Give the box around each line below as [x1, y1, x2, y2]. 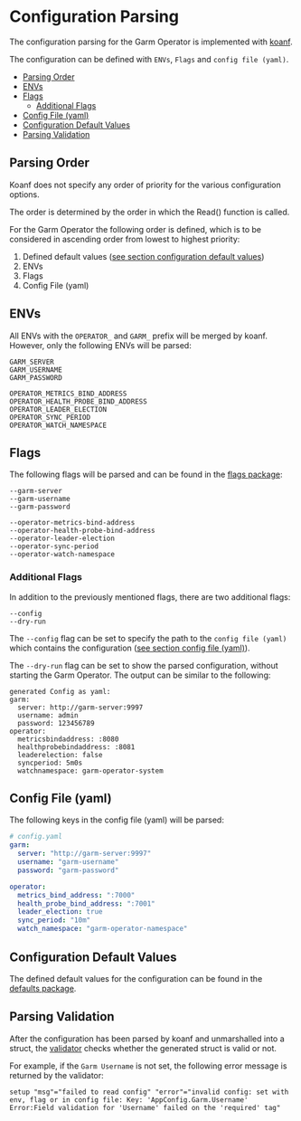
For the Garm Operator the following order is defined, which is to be [9, 223, 262, 234]
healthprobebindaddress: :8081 [17, 742, 136, 752]
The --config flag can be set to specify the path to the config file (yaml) [9, 632, 287, 643]
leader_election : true [17, 907, 103, 917]
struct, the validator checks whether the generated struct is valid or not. [9, 1042, 277, 1053]
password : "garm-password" [17, 866, 119, 875]
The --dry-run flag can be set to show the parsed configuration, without [9, 660, 278, 670]
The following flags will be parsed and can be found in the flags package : [9, 469, 283, 480]
